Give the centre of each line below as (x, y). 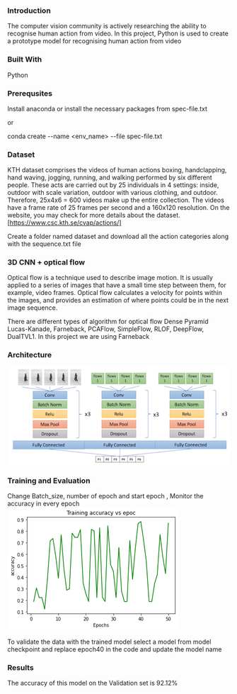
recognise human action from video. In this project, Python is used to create (118, 33)
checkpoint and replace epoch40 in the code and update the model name (115, 649)
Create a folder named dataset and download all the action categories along (118, 237)
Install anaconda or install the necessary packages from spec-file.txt (107, 108)
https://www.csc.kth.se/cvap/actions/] (65, 223)
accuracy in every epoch (44, 504)
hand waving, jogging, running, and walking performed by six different (110, 178)
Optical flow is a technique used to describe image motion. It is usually (110, 278)
